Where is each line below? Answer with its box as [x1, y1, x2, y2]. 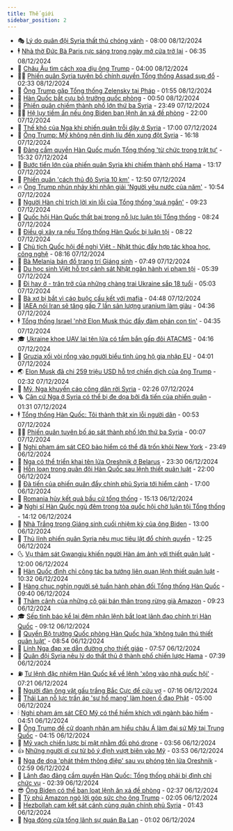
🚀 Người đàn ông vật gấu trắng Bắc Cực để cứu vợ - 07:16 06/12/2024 [17, 686, 218, 694]
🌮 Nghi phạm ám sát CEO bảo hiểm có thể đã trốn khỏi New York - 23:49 [17, 442, 227, 451]
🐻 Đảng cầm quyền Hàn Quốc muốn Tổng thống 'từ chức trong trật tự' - [17, 146, 223, 154]
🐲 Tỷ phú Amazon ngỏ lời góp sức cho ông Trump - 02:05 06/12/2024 [17, 793, 218, 802]
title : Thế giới [7, 10, 54, 17]
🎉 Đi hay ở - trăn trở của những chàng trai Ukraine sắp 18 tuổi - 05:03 [17, 279, 216, 288]
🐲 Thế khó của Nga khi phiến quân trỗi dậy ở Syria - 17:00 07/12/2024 [17, 123, 218, 132]
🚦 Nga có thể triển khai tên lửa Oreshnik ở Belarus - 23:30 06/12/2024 [17, 457, 218, 465]
